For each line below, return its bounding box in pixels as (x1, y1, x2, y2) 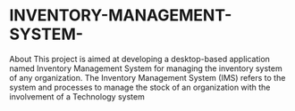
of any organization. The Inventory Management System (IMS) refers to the (9, 72, 286, 83)
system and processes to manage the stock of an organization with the (9, 82, 271, 92)
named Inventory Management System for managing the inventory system (9, 63, 283, 74)
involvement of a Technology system (9, 91, 145, 102)
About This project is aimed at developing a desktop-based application (9, 53, 271, 64)
